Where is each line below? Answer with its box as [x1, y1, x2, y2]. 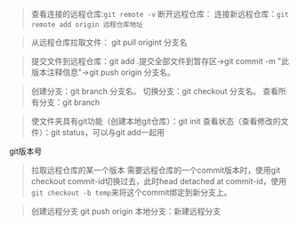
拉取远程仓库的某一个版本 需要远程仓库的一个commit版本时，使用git [30, 165, 281, 175]
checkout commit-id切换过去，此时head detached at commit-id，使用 [30, 176, 287, 186]
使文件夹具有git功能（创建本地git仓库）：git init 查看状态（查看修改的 [30, 116, 281, 126]
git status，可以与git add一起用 [50, 127, 165, 137]
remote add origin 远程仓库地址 [30, 20, 143, 29]
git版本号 [9, 146, 43, 157]
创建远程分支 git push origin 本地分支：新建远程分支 [30, 206, 221, 216]
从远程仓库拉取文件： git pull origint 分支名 [30, 37, 188, 47]
